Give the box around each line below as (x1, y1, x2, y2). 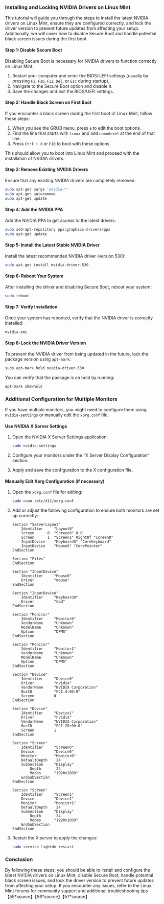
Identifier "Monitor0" (21, 617, 76, 621)
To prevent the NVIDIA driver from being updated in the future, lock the (5, 351, 148, 357)
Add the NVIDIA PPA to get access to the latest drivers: (5, 217, 116, 223)
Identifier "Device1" (21, 711, 74, 716)
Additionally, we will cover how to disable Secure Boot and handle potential (5, 31, 157, 37)
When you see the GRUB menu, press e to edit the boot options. (12, 125, 141, 131)
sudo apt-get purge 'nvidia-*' (5, 187, 69, 192)
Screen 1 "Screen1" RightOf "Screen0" (21, 535, 114, 540)
